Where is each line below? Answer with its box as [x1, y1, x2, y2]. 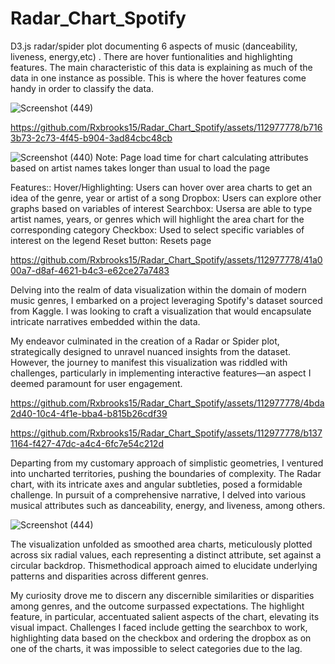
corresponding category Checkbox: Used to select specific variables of [10, 223, 305, 236]
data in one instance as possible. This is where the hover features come [10, 72, 307, 84]
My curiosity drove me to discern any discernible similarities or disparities [10, 589, 315, 601]
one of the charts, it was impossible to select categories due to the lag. [10, 642, 303, 654]
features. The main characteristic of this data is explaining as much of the [10, 61, 313, 73]
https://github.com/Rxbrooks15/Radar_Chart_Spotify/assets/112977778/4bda [10, 397, 325, 409]
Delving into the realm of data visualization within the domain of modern [10, 283, 307, 296]
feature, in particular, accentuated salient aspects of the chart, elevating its [10, 610, 320, 622]
